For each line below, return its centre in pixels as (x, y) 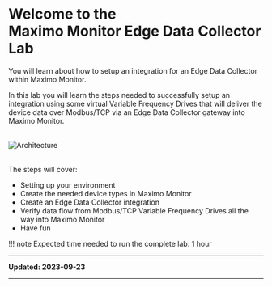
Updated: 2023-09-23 (47, 267)
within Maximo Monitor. (47, 79)
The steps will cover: (43, 169)
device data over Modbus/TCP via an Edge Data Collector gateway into (127, 112)
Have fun (35, 228)
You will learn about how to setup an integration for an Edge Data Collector (133, 70)
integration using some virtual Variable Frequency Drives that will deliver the (136, 103)
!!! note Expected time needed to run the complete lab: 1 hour (110, 243)
